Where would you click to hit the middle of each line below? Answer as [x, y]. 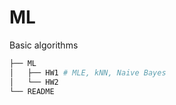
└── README [32, 91]
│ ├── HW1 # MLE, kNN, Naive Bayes [88, 72]
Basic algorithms [44, 45]
